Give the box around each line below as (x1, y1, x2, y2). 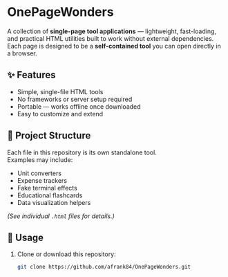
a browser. (7, 49, 37, 57)
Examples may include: (7, 155, 73, 163)
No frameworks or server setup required (17, 95, 133, 103)
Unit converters (17, 169, 62, 177)
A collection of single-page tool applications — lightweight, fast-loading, (7, 27, 216, 35)
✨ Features (7, 69, 56, 81)
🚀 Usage (7, 231, 44, 243)
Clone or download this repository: (17, 250, 116, 258)
